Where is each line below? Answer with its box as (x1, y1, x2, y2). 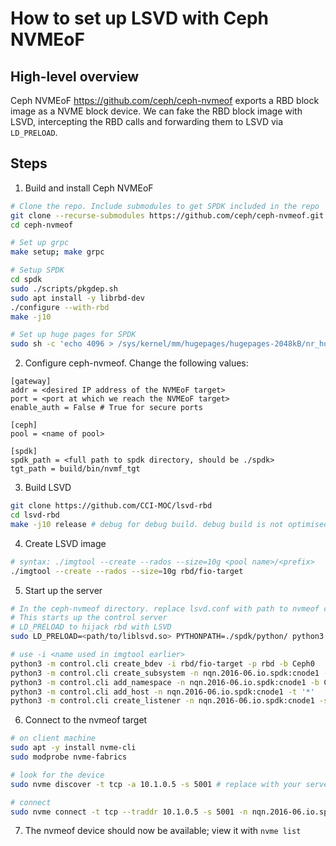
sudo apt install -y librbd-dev (10, 293, 145, 303)
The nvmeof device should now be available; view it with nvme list (24, 825, 302, 837)
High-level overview (10, 68, 140, 85)
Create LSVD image (24, 537, 107, 549)
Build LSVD (24, 482, 72, 494)
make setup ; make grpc (10, 247, 105, 257)
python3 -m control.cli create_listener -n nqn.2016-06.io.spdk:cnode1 (10, 696, 315, 706)
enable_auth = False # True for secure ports (10, 403, 203, 413)
